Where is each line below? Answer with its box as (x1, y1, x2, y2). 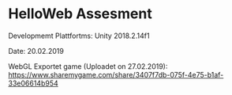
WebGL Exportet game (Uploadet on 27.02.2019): (8, 61, 168, 71)
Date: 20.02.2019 (8, 46, 65, 55)
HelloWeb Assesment (8, 5, 152, 23)
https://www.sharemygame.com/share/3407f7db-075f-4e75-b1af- (8, 70, 224, 79)
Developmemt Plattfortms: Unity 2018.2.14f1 (8, 31, 150, 40)
